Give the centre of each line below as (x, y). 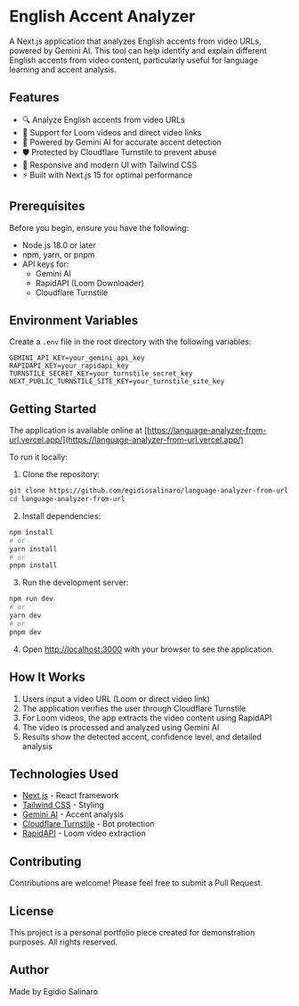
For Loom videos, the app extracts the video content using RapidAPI (147, 717)
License (32, 911)
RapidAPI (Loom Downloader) (90, 283)
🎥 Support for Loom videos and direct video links (112, 132)
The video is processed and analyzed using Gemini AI (121, 727)
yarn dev (25, 616)
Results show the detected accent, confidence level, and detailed (142, 737)
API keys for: (45, 264)
